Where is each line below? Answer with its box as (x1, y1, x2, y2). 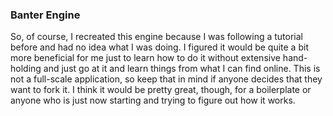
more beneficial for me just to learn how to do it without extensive (10, 52, 281, 64)
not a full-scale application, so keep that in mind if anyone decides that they (10, 73, 323, 85)
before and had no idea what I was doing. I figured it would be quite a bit (10, 41, 309, 53)
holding (10, 63, 42, 75)
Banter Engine (10, 8, 81, 22)
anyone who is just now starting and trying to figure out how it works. (10, 94, 296, 107)
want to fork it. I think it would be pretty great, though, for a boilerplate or (10, 84, 312, 96)
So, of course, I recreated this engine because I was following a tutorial (10, 31, 304, 43)
